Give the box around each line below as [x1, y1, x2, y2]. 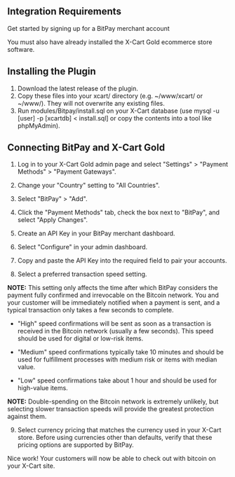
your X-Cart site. [7, 462, 55, 470]
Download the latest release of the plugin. [17, 84, 139, 92]
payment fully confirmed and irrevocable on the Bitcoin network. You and [7, 291, 219, 300]
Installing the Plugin [7, 66, 96, 78]
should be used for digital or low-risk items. [17, 334, 144, 343]
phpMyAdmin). [17, 121, 61, 130]
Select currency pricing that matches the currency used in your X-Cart [17, 426, 222, 434]
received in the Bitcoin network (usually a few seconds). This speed [17, 327, 214, 336]
